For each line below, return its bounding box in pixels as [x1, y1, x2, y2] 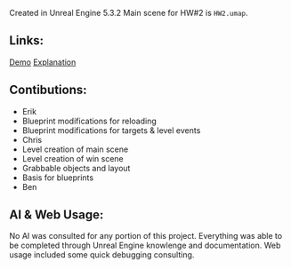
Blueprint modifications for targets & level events [21, 124, 201, 136]
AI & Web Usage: [9, 208, 104, 223]
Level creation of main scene [21, 144, 129, 154]
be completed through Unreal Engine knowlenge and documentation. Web [9, 240, 281, 251]
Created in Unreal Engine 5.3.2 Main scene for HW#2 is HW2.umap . [9, 8, 248, 18]
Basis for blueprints [21, 172, 94, 183]
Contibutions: [9, 83, 87, 98]
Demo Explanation [9, 57, 77, 67]
